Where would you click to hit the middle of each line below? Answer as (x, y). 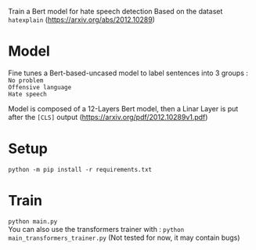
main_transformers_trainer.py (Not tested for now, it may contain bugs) (124, 237)
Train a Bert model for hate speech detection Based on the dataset (115, 11)
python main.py (33, 221)
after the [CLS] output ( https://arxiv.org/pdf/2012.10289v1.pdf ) (108, 117)
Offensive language (40, 87)
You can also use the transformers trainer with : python (96, 229)
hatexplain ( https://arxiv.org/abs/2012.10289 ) (81, 20)
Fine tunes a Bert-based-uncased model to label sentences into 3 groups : (128, 73)
